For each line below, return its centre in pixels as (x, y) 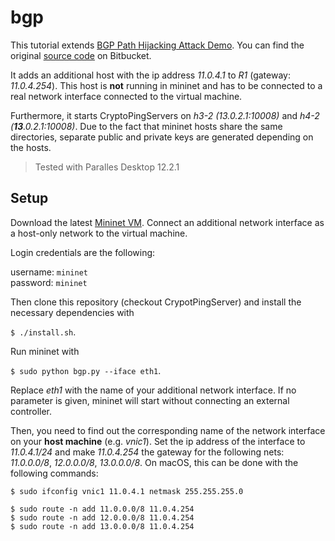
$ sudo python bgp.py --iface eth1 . (86, 370)
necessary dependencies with (72, 312)
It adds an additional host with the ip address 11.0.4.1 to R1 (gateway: (150, 75)
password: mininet (49, 282)
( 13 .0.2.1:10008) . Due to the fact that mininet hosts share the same (146, 126)
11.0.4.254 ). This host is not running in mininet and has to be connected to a (166, 85)
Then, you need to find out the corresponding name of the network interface (168, 430)
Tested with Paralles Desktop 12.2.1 (107, 167)
